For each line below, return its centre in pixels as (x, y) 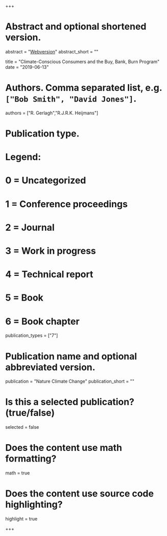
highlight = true (21, 519)
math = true (18, 473)
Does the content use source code (80, 494)
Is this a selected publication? (70, 402)
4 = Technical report (49, 274)
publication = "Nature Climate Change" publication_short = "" (70, 381)
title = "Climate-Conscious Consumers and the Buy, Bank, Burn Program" (82, 62)
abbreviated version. (50, 367)
